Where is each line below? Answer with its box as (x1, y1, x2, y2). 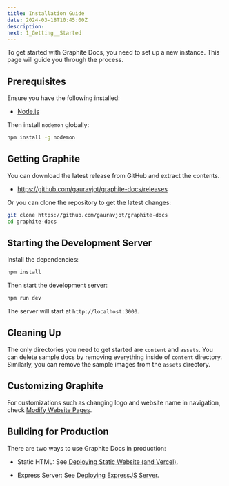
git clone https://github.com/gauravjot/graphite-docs (7, 211, 168, 218)
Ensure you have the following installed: (7, 94, 121, 102)
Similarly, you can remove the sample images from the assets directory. (7, 360, 210, 368)
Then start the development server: (7, 281, 108, 290)
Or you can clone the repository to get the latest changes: (7, 198, 171, 206)
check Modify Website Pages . (7, 405, 92, 414)
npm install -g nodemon (7, 134, 76, 142)
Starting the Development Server (7, 237, 152, 249)
